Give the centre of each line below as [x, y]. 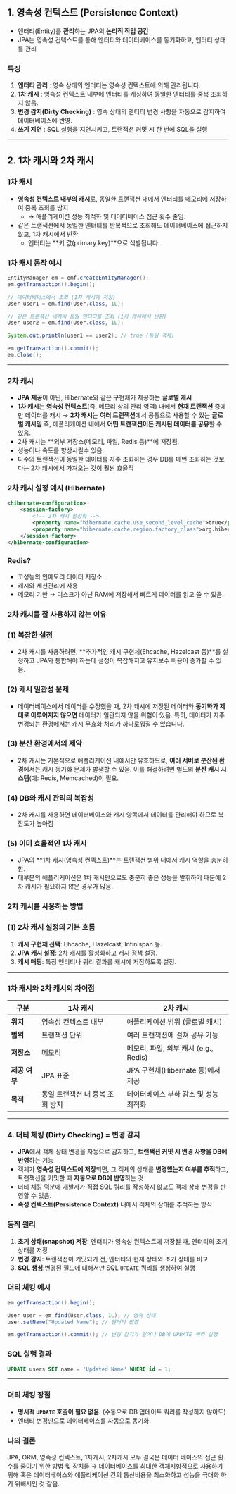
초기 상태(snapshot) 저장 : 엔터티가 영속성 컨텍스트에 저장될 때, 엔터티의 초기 [123, 1241]
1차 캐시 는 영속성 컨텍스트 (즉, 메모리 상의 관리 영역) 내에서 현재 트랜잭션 [115, 407]
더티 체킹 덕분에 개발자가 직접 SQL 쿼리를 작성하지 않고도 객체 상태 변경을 [118, 1187]
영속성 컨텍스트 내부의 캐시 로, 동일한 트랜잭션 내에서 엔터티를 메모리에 [113, 199]
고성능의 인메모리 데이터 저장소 [60, 576]
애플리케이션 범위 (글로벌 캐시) [175, 1022]
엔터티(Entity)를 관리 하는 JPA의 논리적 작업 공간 [83, 31]
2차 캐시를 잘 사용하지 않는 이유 [57, 614]
